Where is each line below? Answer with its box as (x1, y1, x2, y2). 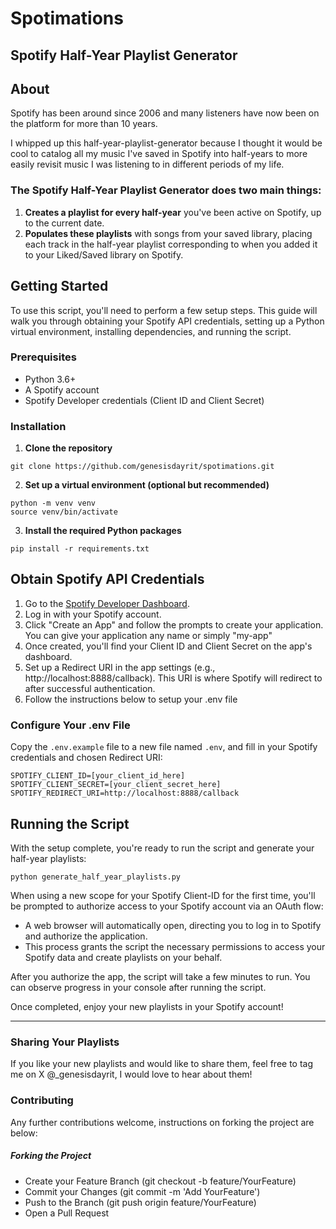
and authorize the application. (24, 930, 148, 942)
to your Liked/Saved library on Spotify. (24, 248, 184, 261)
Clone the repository (24, 442, 113, 454)
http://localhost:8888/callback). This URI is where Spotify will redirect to (24, 672, 323, 684)
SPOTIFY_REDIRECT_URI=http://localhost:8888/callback (10, 788, 240, 799)
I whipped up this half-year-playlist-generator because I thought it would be (10, 137, 323, 149)
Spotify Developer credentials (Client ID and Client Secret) (24, 394, 265, 406)
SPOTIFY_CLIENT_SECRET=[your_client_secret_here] (10, 780, 222, 790)
